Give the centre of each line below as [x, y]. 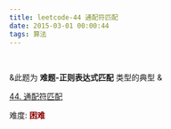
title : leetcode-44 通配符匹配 [64, 17]
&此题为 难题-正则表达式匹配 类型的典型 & [86, 77]
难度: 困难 [27, 116]
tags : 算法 [28, 34]
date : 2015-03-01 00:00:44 [59, 26]
